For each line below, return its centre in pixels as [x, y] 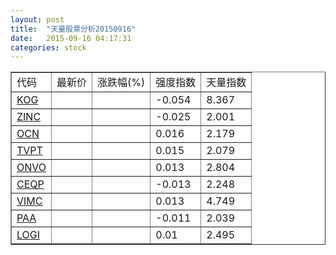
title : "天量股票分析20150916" [73, 29]
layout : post [37, 19]
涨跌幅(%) [121, 83]
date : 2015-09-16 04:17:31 [71, 38]
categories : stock [48, 47]
